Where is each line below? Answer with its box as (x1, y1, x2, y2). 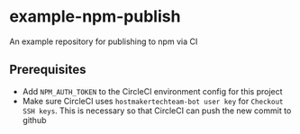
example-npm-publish (9, 6, 181, 27)
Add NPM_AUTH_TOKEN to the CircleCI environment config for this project (22, 85, 283, 96)
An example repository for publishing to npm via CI (9, 36, 198, 47)
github (22, 114, 47, 125)
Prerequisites (9, 62, 86, 77)
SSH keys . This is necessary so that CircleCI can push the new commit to (22, 105, 292, 116)
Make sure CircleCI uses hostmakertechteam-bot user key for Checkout (22, 95, 284, 106)
